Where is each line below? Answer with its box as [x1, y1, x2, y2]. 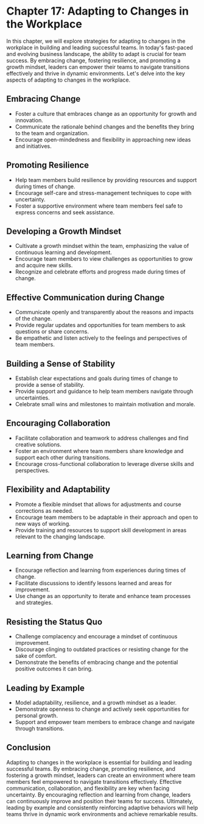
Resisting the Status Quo [6, 616, 102, 627]
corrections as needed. [15, 507, 74, 514]
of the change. [15, 315, 52, 322]
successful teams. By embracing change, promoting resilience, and [6, 765, 175, 772]
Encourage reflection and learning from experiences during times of [15, 566, 186, 574]
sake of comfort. [15, 652, 57, 660]
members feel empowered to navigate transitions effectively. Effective [6, 778, 182, 785]
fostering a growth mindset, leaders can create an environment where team [6, 772, 196, 779]
